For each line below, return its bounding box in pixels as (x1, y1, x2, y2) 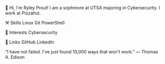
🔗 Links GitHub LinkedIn (5, 39, 55, 45)
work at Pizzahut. (5, 10, 41, 16)
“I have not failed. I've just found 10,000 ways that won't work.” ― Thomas (5, 49, 159, 54)
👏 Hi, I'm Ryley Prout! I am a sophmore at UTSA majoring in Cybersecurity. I (5, 5, 161, 10)
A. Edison (5, 54, 25, 60)
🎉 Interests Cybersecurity (5, 29, 58, 35)
